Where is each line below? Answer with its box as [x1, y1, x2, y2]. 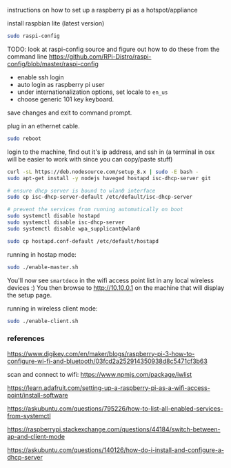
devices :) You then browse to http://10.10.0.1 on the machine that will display [7, 283, 225, 292]
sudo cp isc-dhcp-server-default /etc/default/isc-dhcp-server [7, 193, 193, 201]
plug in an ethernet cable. [7, 121, 81, 130]
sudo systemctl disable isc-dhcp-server [7, 219, 125, 226]
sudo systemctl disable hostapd [7, 213, 100, 220]
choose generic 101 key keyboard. [17, 95, 114, 103]
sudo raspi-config [7, 32, 60, 39]
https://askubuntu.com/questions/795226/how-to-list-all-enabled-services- [7, 404, 223, 413]
